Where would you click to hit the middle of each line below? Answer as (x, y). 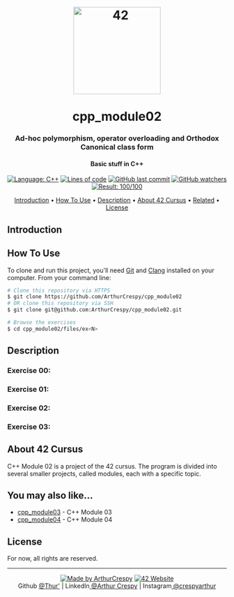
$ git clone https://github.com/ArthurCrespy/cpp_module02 (95, 297)
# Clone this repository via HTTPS (59, 290)
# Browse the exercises (42, 323)
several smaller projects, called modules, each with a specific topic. (104, 473)
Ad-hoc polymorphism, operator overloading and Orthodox (117, 138)
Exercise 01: (28, 389)
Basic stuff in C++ (117, 163)
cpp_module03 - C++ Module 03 (65, 513)
